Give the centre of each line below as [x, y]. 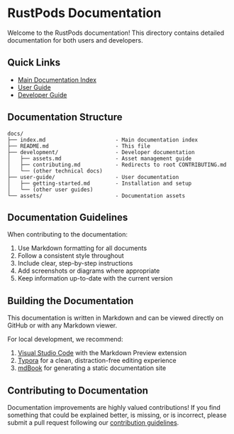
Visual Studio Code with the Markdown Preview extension [102, 353]
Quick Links [34, 63]
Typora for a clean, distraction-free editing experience [97, 361]
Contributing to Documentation [78, 390]
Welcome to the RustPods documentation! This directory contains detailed [116, 33]
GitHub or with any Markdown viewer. [62, 325]
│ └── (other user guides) [50, 190]
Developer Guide [42, 94]
